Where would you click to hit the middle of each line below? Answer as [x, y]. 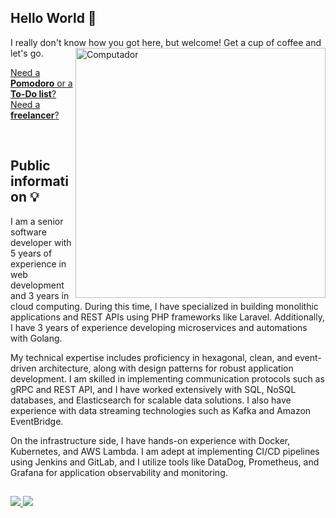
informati [39, 181]
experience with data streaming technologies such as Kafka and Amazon [161, 410]
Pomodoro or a [41, 83]
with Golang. [36, 338]
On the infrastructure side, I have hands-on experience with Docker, [150, 440]
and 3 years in [40, 295]
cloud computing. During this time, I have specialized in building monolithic [164, 306]
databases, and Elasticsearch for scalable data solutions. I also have [151, 400]
